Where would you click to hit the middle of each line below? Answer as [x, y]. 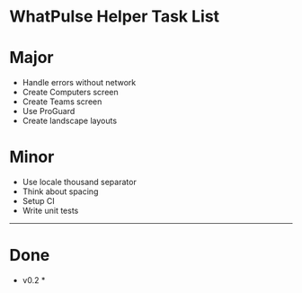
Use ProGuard [49, 111]
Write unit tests [50, 211]
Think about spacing [60, 191]
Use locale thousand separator [79, 182]
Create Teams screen [62, 102]
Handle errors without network [79, 83]
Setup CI [39, 201]
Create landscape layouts [70, 121]
